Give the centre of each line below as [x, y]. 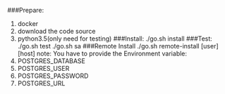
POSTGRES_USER [43, 68]
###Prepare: [26, 10]
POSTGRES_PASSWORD [53, 76]
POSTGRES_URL [41, 83]
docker [28, 23]
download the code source [56, 31]
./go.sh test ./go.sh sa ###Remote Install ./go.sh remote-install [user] [118, 46]
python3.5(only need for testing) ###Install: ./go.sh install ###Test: [115, 39]
